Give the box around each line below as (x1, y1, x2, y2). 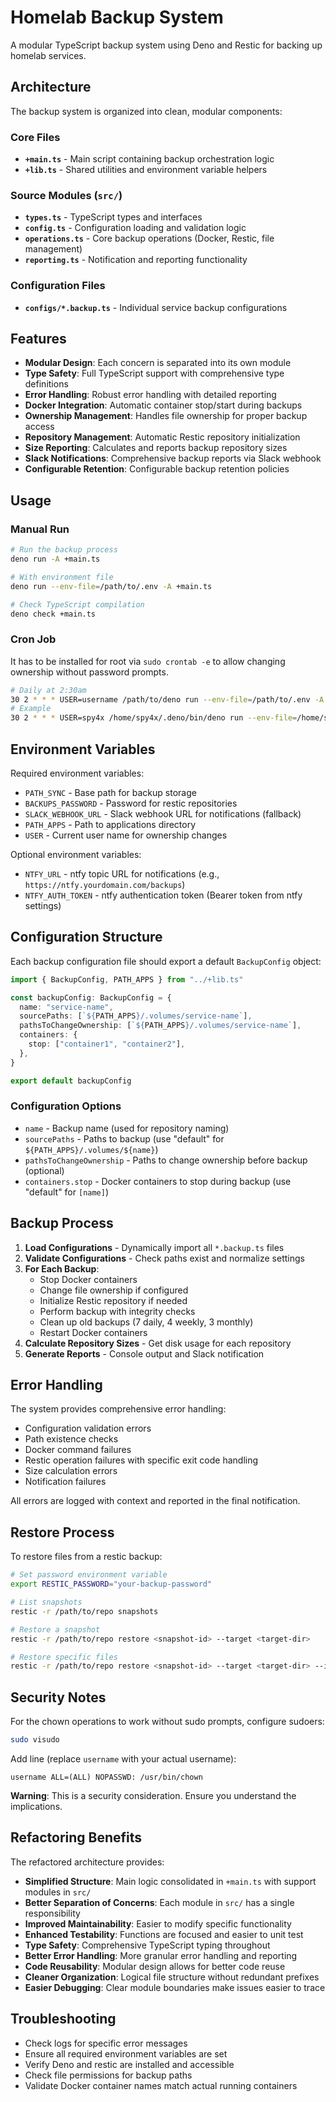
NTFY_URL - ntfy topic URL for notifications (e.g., (24, 868, 220, 880)
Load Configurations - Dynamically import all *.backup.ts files (24, 1241, 285, 1253)
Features (10, 331, 67, 348)
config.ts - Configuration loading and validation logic (24, 222, 247, 234)
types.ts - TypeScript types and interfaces (24, 211, 203, 223)
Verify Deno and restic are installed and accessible (24, 2058, 235, 2070)
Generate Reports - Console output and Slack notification (24, 1347, 265, 1360)
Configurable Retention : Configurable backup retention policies (24, 463, 290, 475)
